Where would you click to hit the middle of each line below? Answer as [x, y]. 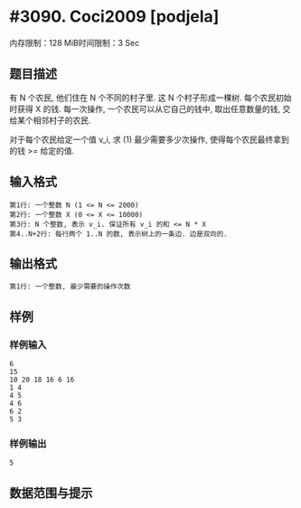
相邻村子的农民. [62, 120]
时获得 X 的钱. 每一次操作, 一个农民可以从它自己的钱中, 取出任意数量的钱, [145, 108]
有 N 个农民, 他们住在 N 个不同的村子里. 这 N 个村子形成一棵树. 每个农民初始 [150, 98]
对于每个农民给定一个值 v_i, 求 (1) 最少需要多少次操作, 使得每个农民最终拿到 [149, 139]
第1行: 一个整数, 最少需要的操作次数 [70, 287]
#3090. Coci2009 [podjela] [114, 17]
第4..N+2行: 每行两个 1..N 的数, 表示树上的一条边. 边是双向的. [118, 234]
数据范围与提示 [51, 493]
